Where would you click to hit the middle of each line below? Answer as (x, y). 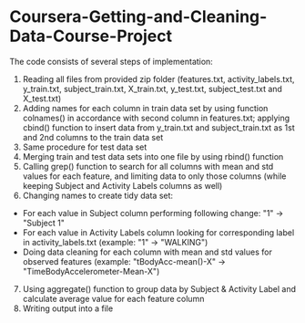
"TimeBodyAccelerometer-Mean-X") (91, 271)
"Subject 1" (44, 223)
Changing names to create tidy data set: (98, 195)
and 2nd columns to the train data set (93, 137)
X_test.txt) (42, 99)
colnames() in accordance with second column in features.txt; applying (156, 118)
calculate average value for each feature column (113, 298)
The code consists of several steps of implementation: (112, 61)
